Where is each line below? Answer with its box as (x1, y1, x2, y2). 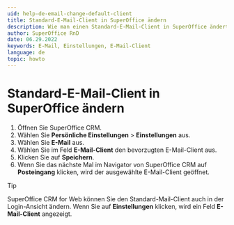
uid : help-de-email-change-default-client (7, 10, 132, 17)
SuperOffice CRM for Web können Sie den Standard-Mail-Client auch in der (7, 194, 224, 203)
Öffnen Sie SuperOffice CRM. (17, 123, 102, 132)
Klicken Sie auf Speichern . (17, 153, 95, 161)
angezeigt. (41, 210, 72, 218)
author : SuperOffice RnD (7, 29, 79, 37)
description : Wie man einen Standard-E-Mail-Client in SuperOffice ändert (7, 23, 229, 30)
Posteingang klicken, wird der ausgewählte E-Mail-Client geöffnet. (17, 168, 210, 176)
